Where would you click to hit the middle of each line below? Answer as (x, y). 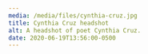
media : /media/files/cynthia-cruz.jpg (73, 15)
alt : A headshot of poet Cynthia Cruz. (75, 30)
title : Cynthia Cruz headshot (59, 23)
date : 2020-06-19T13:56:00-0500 (62, 38)
